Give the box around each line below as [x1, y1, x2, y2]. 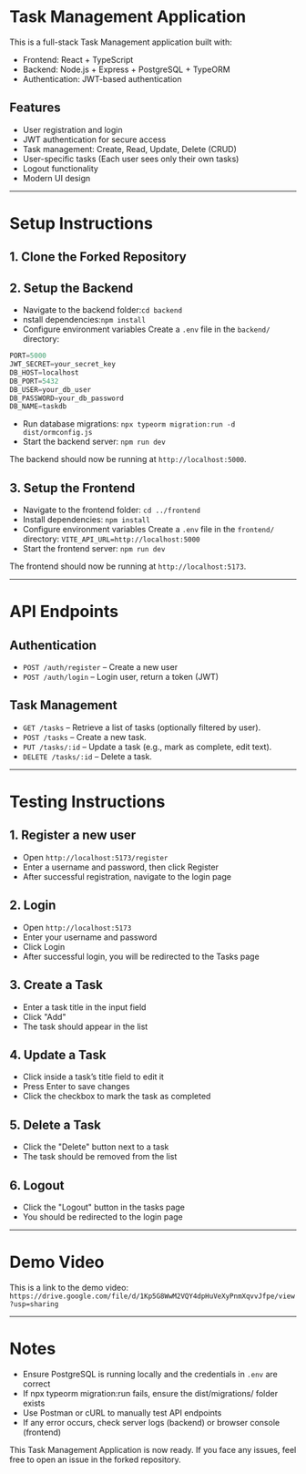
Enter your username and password [22, 932, 158, 943]
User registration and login [22, 124, 123, 135]
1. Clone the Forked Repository [9, 249, 187, 265]
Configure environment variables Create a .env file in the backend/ [22, 324, 270, 335]
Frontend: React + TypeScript [22, 54, 134, 65]
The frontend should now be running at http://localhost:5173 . [9, 561, 247, 572]
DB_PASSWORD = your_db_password [9, 394, 125, 403]
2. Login [9, 898, 56, 913]
